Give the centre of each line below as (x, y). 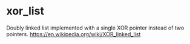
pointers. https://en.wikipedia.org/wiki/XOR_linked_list (74, 34)
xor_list (25, 11)
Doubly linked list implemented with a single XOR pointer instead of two (95, 28)
